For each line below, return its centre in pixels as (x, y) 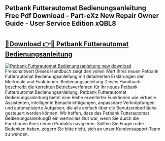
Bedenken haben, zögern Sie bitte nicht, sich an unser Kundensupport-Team (83, 129)
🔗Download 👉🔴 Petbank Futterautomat (67, 44)
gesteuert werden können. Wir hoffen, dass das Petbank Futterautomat (77, 113)
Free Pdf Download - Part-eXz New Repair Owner (82, 16)
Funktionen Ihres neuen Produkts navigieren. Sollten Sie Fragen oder (75, 123)
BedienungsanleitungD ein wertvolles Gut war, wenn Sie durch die (72, 118)
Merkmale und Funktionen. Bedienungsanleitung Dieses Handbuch (73, 82)
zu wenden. (17, 134)
